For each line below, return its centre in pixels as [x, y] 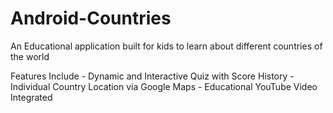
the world [30, 56]
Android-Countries [91, 18]
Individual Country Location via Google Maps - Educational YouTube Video [164, 86]
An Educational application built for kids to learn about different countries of [166, 46]
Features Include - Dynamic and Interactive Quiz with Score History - [152, 76]
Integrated [31, 97]
